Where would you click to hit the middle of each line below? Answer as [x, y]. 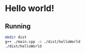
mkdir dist [16, 37]
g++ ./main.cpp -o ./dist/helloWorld [43, 41]
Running [18, 26]
